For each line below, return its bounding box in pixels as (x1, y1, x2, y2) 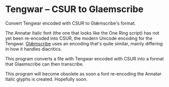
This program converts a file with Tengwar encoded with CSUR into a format (5, 55, 164, 61)
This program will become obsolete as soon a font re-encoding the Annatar (5, 70, 162, 76)
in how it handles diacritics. (5, 46, 62, 52)
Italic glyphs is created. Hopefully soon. (5, 76, 88, 82)
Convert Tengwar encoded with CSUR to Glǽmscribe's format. (5, 20, 136, 26)
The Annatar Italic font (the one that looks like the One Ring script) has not (5, 30, 160, 36)
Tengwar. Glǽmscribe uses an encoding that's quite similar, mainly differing (5, 40, 163, 46)
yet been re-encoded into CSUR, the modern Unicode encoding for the (5, 35, 153, 41)
